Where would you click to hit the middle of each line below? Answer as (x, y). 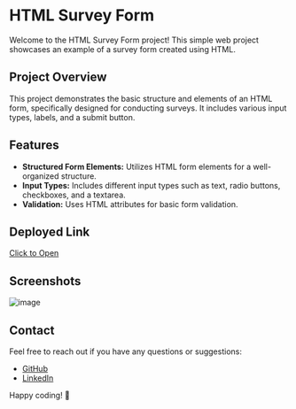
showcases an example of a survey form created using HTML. (123, 49)
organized (40, 176)
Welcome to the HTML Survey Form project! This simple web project (134, 40)
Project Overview (58, 77)
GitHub (35, 369)
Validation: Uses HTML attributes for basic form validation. (130, 204)
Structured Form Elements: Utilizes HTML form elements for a (136, 166)
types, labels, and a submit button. (72, 117)
